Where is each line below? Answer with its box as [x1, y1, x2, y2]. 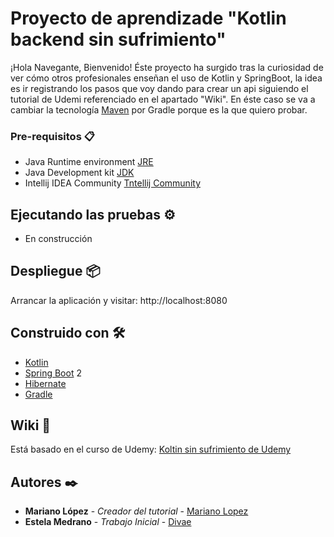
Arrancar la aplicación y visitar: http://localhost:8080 [10, 294, 228, 306]
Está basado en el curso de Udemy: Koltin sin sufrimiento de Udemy [10, 443, 292, 456]
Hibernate [24, 377, 67, 389]
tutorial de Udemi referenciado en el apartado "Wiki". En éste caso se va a [10, 93, 316, 105]
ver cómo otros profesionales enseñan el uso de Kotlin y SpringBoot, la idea [10, 72, 323, 84]
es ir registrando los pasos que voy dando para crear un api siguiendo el [10, 82, 309, 94]
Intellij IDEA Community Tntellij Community [24, 177, 201, 189]
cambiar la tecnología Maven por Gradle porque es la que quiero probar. [10, 103, 308, 116]
